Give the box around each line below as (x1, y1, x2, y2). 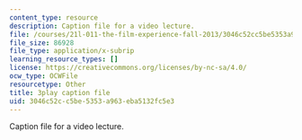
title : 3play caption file (9, 88, 111, 97)
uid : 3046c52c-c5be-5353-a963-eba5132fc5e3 (9, 96, 175, 106)
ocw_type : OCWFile (9, 72, 78, 81)
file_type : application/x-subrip (9, 47, 135, 56)
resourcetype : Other (9, 80, 87, 89)
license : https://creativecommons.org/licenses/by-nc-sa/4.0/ (9, 64, 247, 73)
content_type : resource (9, 13, 99, 22)
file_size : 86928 (9, 38, 75, 48)
